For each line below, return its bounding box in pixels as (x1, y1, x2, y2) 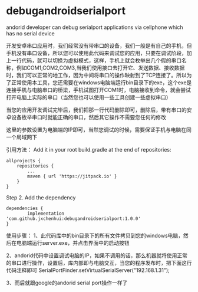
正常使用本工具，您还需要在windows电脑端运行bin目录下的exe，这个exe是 (11, 78, 192, 86)
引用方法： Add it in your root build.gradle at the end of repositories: (6, 146, 171, 153)
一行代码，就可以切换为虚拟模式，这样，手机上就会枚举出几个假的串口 (11, 57, 181, 64)
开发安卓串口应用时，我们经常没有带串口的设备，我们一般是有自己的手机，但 (6, 42, 192, 49)
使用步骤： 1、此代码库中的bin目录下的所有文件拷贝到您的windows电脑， (6, 232, 184, 239)
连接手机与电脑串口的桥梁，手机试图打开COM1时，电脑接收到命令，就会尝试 (6, 86, 192, 93)
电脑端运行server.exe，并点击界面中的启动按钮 (16, 239, 130, 246)
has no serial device (6, 29, 55, 37)
